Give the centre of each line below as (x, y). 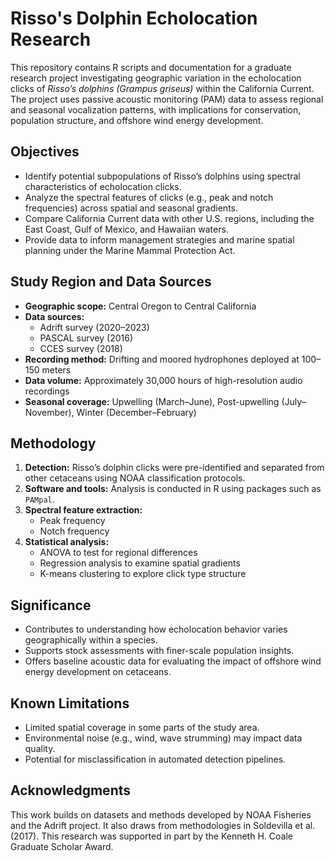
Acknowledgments (71, 790)
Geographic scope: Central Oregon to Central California (140, 306)
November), (49, 412)
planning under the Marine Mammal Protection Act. (130, 250)
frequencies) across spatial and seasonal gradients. (131, 208)
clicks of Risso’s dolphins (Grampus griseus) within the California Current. (162, 88)
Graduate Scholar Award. (62, 846)
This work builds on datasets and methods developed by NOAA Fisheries (161, 814)
